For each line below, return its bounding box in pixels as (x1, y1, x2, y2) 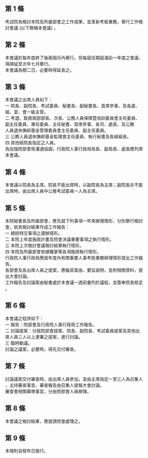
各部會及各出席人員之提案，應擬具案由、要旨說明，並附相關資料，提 (5, 267, 143, 273)
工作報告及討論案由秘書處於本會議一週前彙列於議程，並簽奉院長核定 (5, 280, 143, 286)
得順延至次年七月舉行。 (5, 61, 53, 66)
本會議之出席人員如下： (5, 97, 53, 102)
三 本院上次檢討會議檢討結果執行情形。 (5, 243, 84, 249)
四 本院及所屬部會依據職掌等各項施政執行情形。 (5, 249, 101, 255)
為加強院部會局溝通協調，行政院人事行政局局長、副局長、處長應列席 (5, 146, 143, 152)
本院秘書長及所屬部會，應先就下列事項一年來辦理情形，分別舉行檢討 (5, 218, 143, 224)
